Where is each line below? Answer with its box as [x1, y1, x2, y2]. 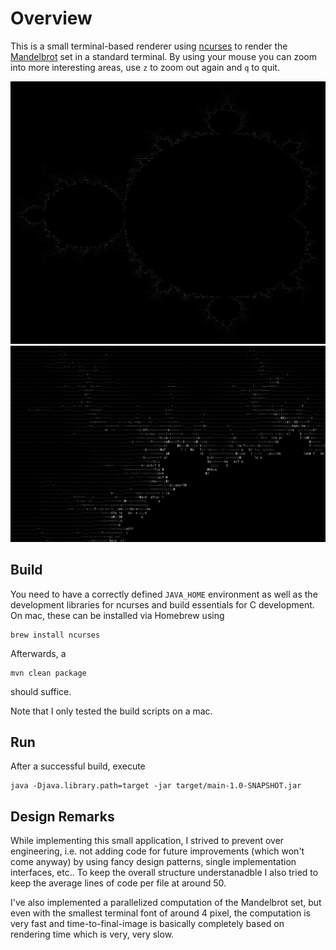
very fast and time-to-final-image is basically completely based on [10, 918, 285, 930]
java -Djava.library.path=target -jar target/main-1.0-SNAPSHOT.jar [10, 781, 302, 791]
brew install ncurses [10, 630, 101, 640]
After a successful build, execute [10, 760, 146, 772]
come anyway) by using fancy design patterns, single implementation [10, 856, 297, 868]
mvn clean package [10, 668, 87, 678]
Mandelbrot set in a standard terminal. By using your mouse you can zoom [10, 50, 318, 62]
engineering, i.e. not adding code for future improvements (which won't [10, 845, 305, 857]
